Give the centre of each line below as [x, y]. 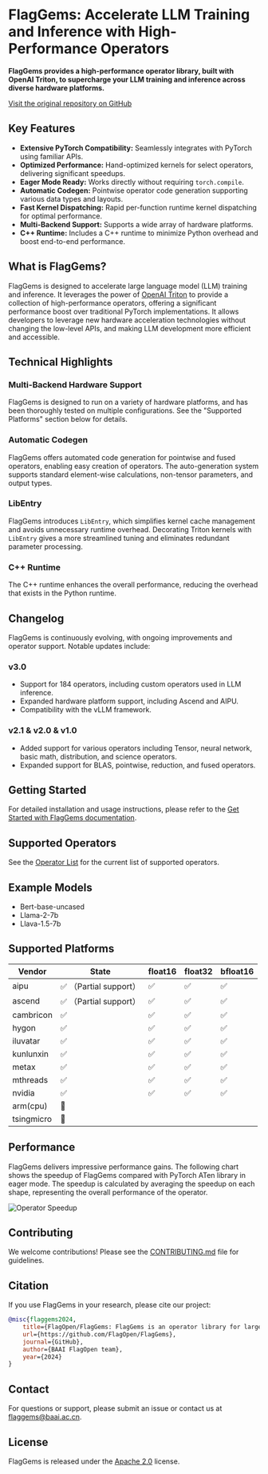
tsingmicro [32, 1119]
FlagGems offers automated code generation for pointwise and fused [122, 457]
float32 [199, 971]
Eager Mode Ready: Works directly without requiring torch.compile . [132, 182]
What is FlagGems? [57, 267]
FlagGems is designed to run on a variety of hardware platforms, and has [128, 403]
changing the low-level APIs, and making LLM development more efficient [130, 328]
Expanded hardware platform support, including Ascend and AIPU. [129, 701]
